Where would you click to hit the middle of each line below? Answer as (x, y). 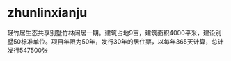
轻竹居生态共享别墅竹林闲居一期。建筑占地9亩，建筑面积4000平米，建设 (111, 33)
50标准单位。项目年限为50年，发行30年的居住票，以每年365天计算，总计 (118, 41)
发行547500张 (28, 50)
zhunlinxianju (47, 13)
